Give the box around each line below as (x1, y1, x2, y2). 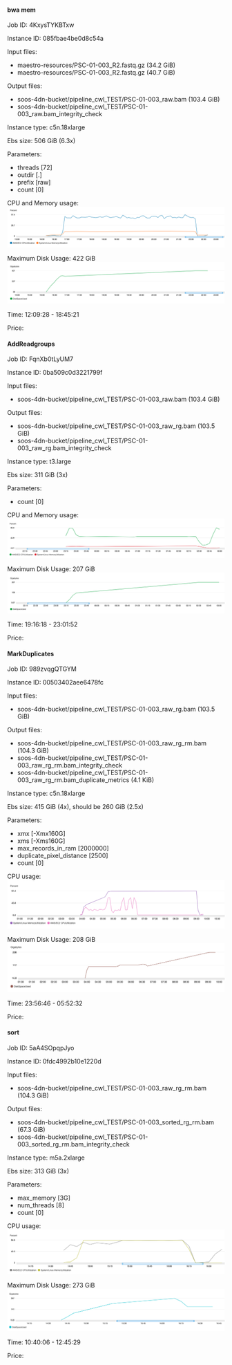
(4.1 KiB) (130, 776, 155, 784)
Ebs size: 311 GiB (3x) (7, 471, 68, 479)
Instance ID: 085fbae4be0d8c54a (7, 35, 104, 43)
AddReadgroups (7, 340, 55, 348)
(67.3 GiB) (17, 1125, 46, 1133)
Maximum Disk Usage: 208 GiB (7, 935, 96, 943)
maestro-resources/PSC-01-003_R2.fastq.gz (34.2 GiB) (17, 61, 176, 69)
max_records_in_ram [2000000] (17, 844, 109, 853)
